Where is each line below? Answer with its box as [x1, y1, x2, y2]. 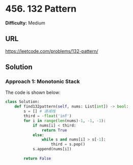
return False [23, 156, 51, 161]
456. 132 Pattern [5, 3, 76, 15]
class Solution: [5, 100, 40, 105]
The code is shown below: [5, 89, 61, 95]
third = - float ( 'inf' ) [23, 114, 72, 119]
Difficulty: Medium [5, 20, 46, 26]
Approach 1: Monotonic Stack [5, 78, 80, 85]
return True [41, 127, 67, 133]
